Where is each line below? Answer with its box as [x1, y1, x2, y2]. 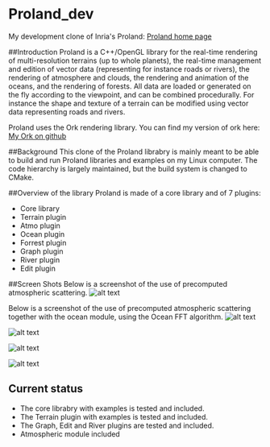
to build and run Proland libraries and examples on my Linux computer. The [8, 155, 258, 165]
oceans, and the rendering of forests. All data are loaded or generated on [8, 81, 251, 91]
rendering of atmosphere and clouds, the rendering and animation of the [8, 72, 249, 82]
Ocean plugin [19, 229, 65, 238]
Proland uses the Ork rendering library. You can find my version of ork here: [8, 122, 260, 132]
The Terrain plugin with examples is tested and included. [19, 412, 208, 421]
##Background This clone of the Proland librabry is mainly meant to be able [8, 147, 260, 156]
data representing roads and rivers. [8, 106, 126, 117]
